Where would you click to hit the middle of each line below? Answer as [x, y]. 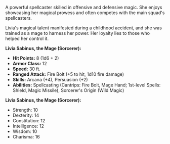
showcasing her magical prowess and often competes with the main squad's [85, 13]
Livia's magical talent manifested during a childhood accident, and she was [83, 28]
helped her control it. [27, 38]
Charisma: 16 [26, 137]
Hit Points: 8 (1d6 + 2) [36, 58]
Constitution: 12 [29, 121]
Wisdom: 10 [25, 131]
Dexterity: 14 [26, 115]
